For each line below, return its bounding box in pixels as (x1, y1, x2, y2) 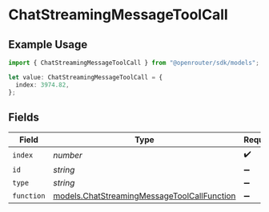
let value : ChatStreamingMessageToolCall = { (8, 73, 163, 81)
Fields (8, 110, 40, 124)
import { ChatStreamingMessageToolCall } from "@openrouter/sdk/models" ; (8, 59, 260, 67)
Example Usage (8, 38, 88, 51)
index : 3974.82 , (15, 80, 70, 89)
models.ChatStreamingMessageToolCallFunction (53, 190, 236, 202)
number (53, 149, 82, 161)
